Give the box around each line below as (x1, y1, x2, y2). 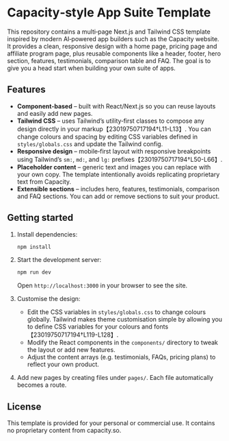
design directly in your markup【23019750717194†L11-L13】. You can (16, 125, 211, 133)
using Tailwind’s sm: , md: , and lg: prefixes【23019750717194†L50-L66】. (16, 155, 223, 163)
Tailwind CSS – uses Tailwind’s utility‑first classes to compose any (16, 117, 205, 125)
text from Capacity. (16, 177, 72, 186)
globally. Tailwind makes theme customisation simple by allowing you (27, 315, 223, 324)
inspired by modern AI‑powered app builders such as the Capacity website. (7, 34, 220, 43)
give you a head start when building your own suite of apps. (7, 64, 176, 72)
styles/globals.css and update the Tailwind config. (16, 139, 163, 148)
